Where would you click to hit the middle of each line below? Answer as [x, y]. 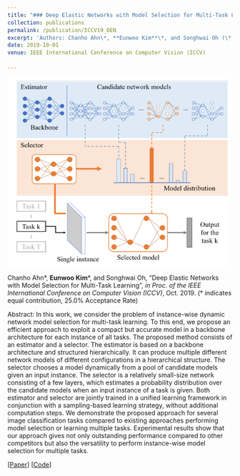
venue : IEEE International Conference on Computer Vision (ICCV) [106, 53]
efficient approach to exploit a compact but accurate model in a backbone [116, 329]
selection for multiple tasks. [48, 450]
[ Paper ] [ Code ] [30, 465]
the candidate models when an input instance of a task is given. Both [109, 390]
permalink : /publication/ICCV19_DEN [62, 30]
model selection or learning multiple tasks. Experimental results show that [116, 427]
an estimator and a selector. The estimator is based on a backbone [106, 344]
